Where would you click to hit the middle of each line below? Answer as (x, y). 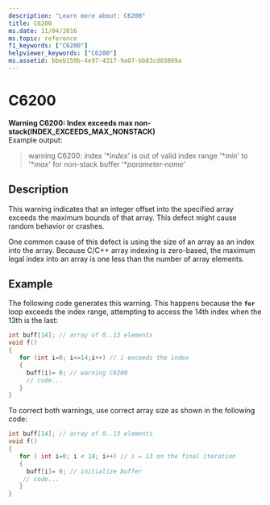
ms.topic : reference (43, 38)
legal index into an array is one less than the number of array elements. (126, 259)
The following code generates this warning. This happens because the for (132, 304)
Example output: (35, 140)
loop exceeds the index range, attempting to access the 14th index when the (135, 312)
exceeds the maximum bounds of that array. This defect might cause (123, 217)
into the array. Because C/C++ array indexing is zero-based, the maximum (132, 250)
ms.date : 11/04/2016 (43, 31)
